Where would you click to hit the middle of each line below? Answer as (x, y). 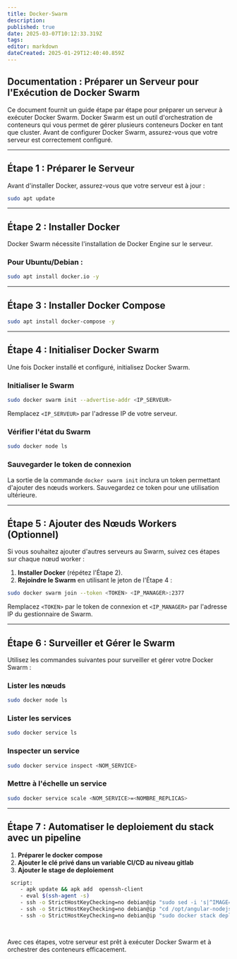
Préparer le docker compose (60, 855)
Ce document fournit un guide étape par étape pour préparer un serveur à (115, 109)
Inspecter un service (43, 751)
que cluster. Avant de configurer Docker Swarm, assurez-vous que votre (113, 132)
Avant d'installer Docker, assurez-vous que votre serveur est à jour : (106, 185)
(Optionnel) (33, 534)
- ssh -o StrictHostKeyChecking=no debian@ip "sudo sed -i (109, 903)
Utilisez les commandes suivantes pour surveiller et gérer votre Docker (110, 660)
